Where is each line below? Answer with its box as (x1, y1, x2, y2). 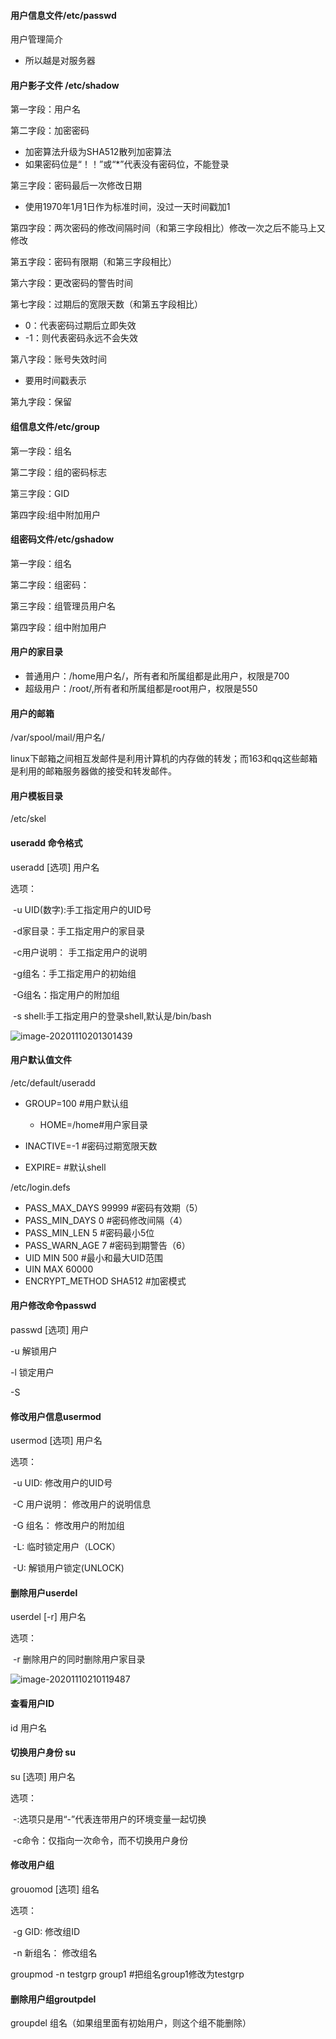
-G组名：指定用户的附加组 (12, 988, 120, 1000)
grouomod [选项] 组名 (10, 1883, 100, 1895)
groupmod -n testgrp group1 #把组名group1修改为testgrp (10, 1968, 245, 1980)
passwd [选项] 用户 (10, 1324, 90, 1336)
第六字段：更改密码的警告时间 (10, 277, 133, 289)
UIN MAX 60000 (24, 1263, 94, 1275)
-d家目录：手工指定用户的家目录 (12, 925, 145, 937)
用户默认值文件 (10, 1054, 72, 1066)
